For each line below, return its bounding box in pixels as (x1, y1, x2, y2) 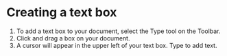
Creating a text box (6, 5, 117, 20)
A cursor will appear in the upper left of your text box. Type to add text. (16, 41, 217, 49)
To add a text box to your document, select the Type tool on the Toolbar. (16, 27, 221, 35)
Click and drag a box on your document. (16, 34, 130, 42)
